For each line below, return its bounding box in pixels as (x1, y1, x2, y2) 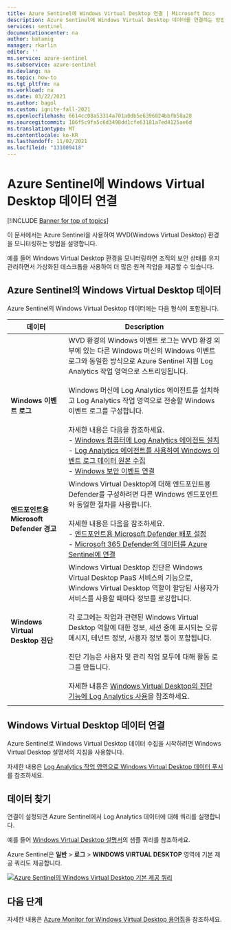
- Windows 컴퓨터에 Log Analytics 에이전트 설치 (68, 435, 220, 444)
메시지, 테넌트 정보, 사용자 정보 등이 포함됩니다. (68, 633, 212, 642)
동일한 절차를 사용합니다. (76, 499, 153, 509)
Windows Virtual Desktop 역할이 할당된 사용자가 (68, 583, 219, 592)
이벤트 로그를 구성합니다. (68, 406, 144, 415)
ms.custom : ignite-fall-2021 (7, 106, 91, 113)
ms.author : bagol (7, 100, 57, 107)
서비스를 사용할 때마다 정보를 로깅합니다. (68, 593, 192, 603)
